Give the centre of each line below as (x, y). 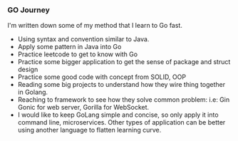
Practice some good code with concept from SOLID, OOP (102, 77)
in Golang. (33, 92)
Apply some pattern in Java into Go (69, 47)
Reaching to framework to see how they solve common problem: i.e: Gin (124, 100)
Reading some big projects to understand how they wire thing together (121, 85)
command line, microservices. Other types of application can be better (121, 122)
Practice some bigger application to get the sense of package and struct (124, 62)
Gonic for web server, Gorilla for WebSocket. (83, 108)
